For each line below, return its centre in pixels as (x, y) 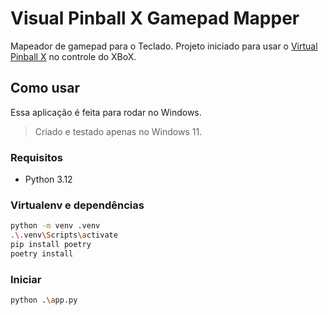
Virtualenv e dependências (77, 205)
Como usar (45, 88)
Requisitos (36, 157)
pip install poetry (51, 245)
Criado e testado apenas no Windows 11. (118, 131)
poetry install (42, 253)
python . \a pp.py (44, 300)
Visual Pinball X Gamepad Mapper (155, 18)
